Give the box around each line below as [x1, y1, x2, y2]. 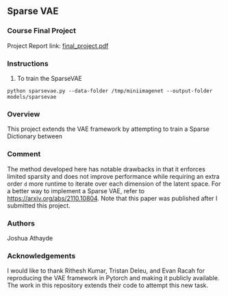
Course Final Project [7, 26, 77, 36]
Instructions [7, 58, 49, 68]
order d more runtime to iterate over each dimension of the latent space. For [7, 180, 221, 188]
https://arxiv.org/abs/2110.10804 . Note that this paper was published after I [7, 194, 218, 202]
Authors [7, 219, 36, 228]
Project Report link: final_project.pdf [7, 41, 109, 50]
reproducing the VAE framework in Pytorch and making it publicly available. [7, 274, 220, 282]
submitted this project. [7, 201, 71, 210]
